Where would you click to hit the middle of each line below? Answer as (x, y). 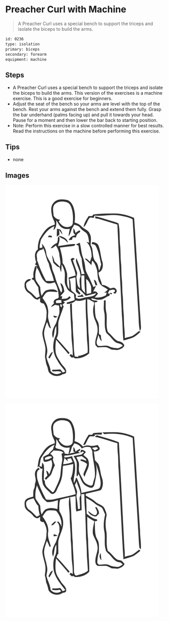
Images (17, 175)
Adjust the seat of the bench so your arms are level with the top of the (86, 104)
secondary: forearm (26, 54)
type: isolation (22, 44)
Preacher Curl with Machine (66, 9)
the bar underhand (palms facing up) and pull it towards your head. (83, 115)
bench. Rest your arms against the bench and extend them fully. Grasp (87, 109)
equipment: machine (26, 59)
